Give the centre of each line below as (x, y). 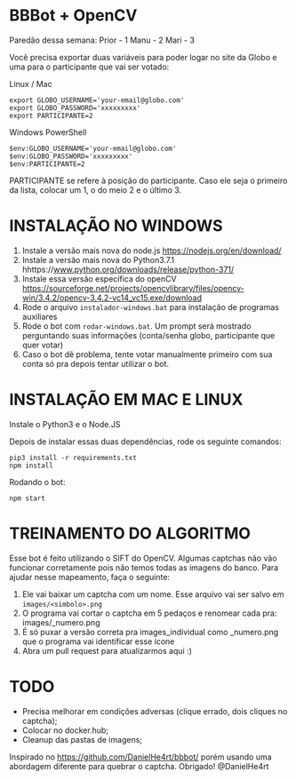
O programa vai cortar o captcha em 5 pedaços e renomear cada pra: (149, 613)
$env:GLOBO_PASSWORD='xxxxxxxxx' (71, 156)
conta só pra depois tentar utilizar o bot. (96, 363)
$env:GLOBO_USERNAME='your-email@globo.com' (93, 148)
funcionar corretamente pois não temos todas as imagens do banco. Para (144, 567)
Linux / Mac (31, 84)
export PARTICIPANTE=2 (51, 115)
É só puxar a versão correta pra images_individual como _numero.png (150, 632)
